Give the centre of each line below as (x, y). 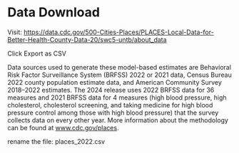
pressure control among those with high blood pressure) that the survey (113, 112)
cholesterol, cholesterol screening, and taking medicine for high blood (110, 105)
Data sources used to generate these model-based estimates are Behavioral (119, 67)
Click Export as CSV (37, 53)
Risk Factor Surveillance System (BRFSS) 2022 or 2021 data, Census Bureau (119, 75)
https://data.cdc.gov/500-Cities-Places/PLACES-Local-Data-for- (119, 32)
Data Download (54, 12)
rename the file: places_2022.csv (56, 141)
